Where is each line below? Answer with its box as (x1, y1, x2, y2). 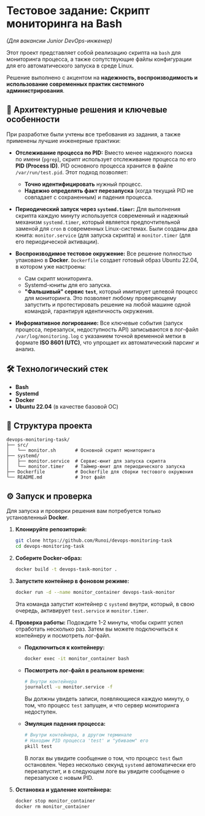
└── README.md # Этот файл (6, 474, 106, 480)
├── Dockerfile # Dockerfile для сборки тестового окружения (6, 469, 193, 475)
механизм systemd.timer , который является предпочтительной (15, 218, 180, 226)
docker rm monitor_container (15, 803, 90, 810)
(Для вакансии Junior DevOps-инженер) (6, 37, 112, 44)
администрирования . (6, 87, 65, 94)
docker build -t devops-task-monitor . (15, 566, 118, 572)
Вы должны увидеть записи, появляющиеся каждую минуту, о (24, 695, 190, 702)
